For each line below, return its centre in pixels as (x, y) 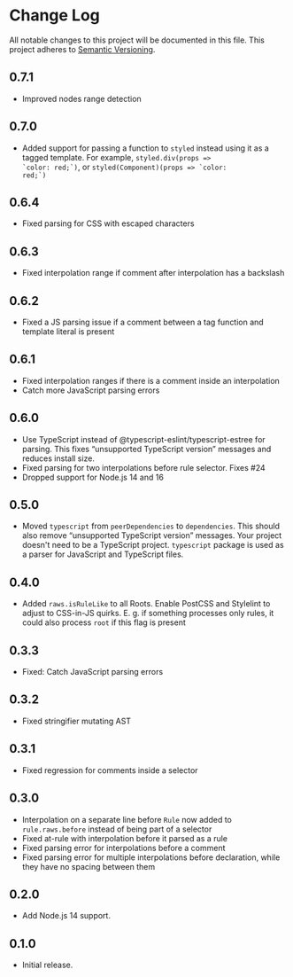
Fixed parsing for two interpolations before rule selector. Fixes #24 (143, 467)
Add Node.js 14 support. (66, 916)
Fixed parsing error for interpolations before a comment (123, 848)
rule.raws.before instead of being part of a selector (117, 829)
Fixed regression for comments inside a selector (110, 770)
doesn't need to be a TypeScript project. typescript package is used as (153, 545)
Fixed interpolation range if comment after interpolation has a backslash (153, 273)
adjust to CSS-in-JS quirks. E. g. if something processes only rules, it (148, 614)
